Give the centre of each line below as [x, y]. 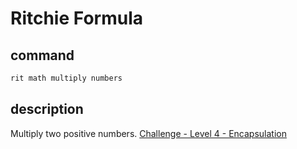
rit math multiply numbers [66, 78]
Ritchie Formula [76, 18]
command [42, 55]
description [47, 109]
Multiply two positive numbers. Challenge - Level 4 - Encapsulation [148, 133]
